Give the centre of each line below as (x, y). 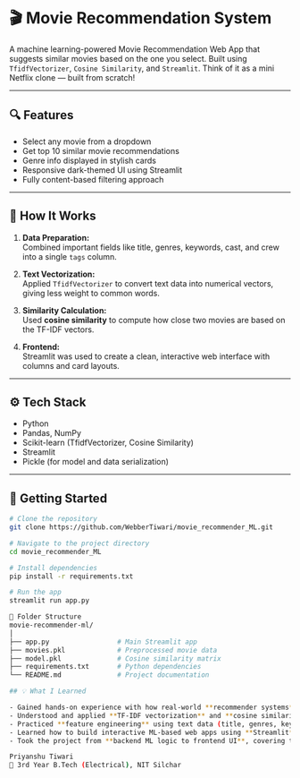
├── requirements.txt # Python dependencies (105, 667)
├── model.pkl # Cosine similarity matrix (115, 658)
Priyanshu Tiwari (42, 757)
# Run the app (36, 593)
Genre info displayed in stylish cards (89, 160)
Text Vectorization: (58, 274)
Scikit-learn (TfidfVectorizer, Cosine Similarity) (108, 443)
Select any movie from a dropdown (87, 141)
